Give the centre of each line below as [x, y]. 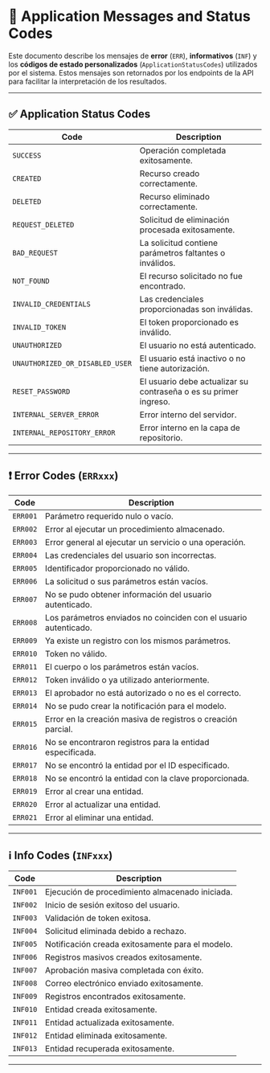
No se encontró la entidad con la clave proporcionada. [147, 778]
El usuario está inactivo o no [192, 358]
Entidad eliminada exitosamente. [106, 1036]
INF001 [25, 892]
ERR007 [25, 599]
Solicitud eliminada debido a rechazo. [116, 932]
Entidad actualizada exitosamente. [110, 1022]
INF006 [25, 957]
